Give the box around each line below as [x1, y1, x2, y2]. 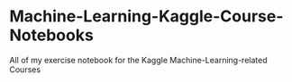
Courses [9, 64, 41, 75]
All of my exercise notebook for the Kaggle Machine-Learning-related [9, 54, 268, 65]
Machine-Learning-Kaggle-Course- [9, 6, 284, 27]
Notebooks [9, 25, 95, 45]
